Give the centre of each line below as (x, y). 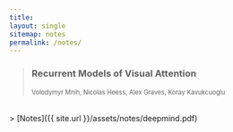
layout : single (38, 26)
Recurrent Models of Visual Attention (114, 74)
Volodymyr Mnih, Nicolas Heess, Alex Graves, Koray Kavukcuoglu (128, 92)
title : (22, 17)
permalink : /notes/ (46, 42)
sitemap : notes (38, 34)
